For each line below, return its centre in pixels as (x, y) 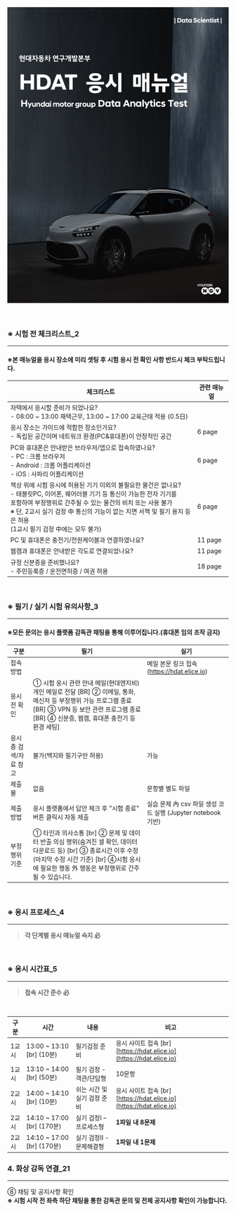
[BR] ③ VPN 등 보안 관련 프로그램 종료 (87, 709)
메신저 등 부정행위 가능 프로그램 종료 (82, 700)
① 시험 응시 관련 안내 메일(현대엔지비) (86, 683)
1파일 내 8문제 (136, 1122)
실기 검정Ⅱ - (92, 1138)
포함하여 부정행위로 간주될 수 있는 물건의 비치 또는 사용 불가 (91, 502)
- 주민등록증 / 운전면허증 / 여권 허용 (59, 571)
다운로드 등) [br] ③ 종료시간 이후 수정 (86, 850)
